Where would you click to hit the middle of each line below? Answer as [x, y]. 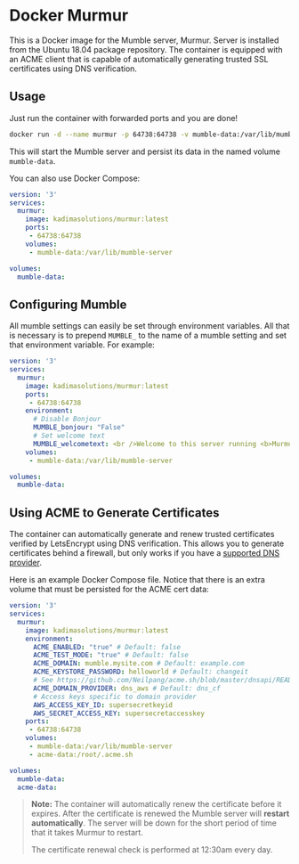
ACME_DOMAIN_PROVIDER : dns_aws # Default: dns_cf [126, 688]
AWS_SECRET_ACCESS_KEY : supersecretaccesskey [118, 713]
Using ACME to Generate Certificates [114, 513]
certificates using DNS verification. [73, 69]
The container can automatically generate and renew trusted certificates [142, 534]
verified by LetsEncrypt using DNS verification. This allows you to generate [147, 543]
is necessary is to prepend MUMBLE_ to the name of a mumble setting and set [148, 336]
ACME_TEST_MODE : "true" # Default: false [111, 656]
